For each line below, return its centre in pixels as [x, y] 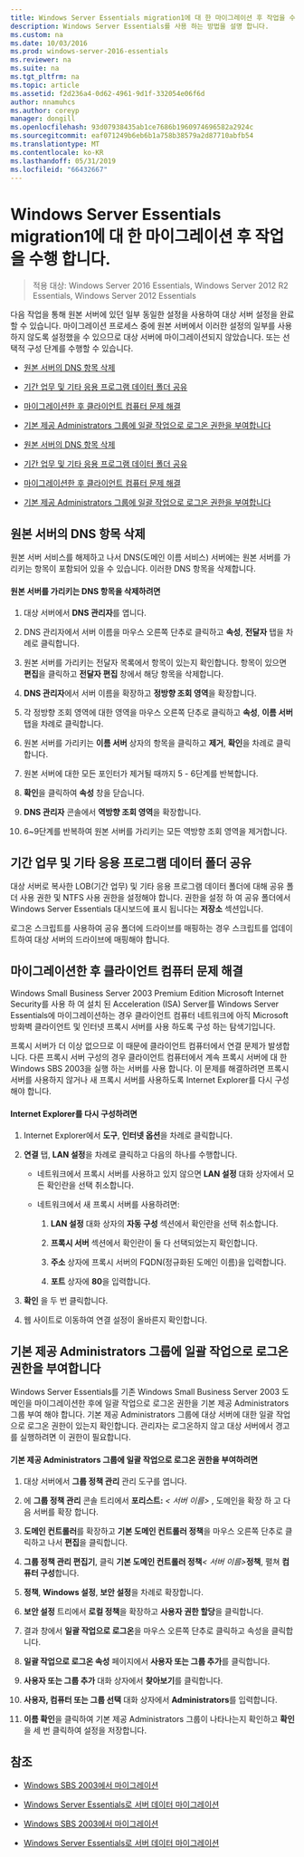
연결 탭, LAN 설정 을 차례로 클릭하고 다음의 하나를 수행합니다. [130, 1155]
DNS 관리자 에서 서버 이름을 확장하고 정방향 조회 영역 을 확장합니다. [140, 693]
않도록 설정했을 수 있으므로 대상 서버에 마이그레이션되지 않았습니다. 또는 [154, 337]
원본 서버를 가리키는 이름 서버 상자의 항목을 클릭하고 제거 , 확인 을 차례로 [148, 743]
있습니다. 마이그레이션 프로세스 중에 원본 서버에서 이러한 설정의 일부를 [152, 326]
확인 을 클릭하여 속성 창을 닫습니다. [84, 793]
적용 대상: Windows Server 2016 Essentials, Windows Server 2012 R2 [160, 285]
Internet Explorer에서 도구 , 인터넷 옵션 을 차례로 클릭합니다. [128, 1135]
